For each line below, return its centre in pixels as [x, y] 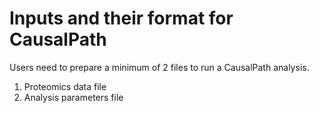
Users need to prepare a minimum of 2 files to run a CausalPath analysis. [159, 67]
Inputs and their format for [121, 18]
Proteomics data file [65, 86]
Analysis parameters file [73, 97]
